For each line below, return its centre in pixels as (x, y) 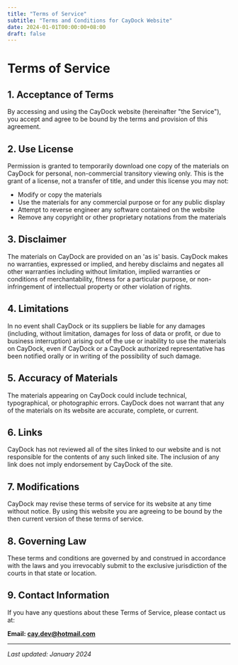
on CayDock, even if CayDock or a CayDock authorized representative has (116, 348)
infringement (26, 287)
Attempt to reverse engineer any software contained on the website (116, 210)
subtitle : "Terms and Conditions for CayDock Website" (90, 21)
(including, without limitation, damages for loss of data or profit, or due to (114, 333)
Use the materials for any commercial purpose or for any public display (121, 202)
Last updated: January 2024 (50, 654)
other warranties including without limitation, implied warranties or (104, 271)
